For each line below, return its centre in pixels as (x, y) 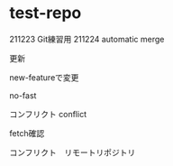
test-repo (46, 13)
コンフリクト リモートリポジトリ (73, 152)
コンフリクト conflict (48, 114)
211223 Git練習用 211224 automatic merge (87, 39)
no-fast (23, 95)
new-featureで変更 (44, 77)
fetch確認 (27, 133)
